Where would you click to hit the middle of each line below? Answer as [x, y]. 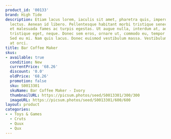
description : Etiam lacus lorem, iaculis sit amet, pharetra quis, [78, 19]
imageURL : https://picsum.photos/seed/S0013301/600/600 [70, 100]
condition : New [26, 62]
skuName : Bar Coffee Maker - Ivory [48, 90]
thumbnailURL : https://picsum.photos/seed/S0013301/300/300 [75, 95]
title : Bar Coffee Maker [32, 48]
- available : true [25, 57]
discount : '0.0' [27, 72]
